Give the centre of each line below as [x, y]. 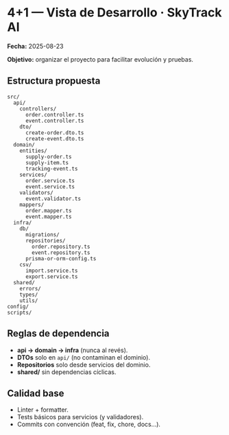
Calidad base [36, 393]
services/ [34, 175]
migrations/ [42, 234]
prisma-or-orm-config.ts [61, 258]
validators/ [36, 192]
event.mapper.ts [48, 216]
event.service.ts [50, 186]
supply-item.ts [47, 162]
